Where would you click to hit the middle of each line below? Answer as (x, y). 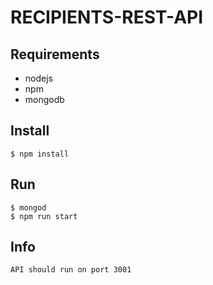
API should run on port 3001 (71, 270)
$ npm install (40, 154)
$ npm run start (44, 216)
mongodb (44, 99)
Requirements (55, 54)
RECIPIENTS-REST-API (107, 17)
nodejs (38, 78)
